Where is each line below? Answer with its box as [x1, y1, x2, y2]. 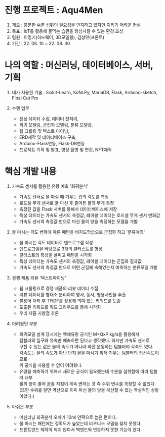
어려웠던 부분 [11, 321, 38, 327]
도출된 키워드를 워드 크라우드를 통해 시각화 [19, 304, 102, 310]
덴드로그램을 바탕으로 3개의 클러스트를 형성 [19, 246, 103, 252]
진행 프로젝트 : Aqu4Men [4, 4, 103, 16]
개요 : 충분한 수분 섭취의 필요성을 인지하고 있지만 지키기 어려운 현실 [11, 22, 141, 28]
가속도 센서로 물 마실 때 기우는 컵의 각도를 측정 [19, 194, 109, 200]
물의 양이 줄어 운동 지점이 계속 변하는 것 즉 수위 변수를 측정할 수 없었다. [19, 381, 156, 386]
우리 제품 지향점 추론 [19, 310, 59, 316]
